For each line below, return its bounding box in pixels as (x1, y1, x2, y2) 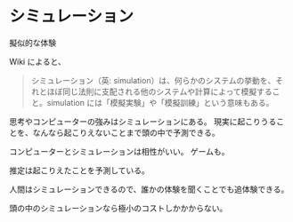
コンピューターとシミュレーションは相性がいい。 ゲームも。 (9, 146, 230, 156)
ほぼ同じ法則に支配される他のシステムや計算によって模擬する (46, 86, 273, 97)
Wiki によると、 (9, 56, 67, 67)
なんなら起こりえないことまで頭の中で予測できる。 (32, 127, 220, 138)
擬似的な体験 (9, 37, 56, 48)
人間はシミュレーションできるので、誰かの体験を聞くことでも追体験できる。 (9, 184, 289, 194)
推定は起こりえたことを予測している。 (9, 164, 150, 176)
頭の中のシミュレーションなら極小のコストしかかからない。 (9, 202, 228, 213)
